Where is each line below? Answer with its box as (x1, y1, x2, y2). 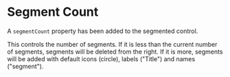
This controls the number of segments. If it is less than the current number (7, 40, 218, 48)
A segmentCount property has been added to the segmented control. (7, 27, 198, 35)
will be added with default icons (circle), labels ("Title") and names (7, 54, 196, 63)
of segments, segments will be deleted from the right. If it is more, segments (7, 47, 223, 56)
